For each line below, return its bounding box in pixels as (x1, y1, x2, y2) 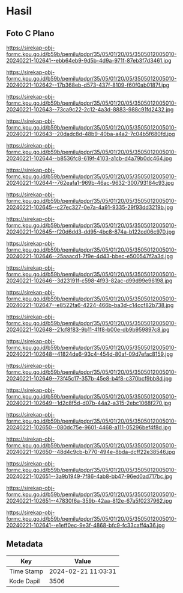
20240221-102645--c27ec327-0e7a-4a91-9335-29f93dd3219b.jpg (6, 203, 173, 211)
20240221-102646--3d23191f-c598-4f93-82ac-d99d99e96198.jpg (6, 277, 173, 284)
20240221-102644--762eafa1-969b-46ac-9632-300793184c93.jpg (6, 179, 174, 186)
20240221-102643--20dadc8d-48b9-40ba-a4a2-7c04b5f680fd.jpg (6, 131, 175, 137)
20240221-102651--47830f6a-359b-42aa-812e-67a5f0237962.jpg (6, 497, 172, 504)
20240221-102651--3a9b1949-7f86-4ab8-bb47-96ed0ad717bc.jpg (6, 473, 173, 480)
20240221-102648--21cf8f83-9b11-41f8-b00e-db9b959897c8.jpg (6, 326, 170, 333)
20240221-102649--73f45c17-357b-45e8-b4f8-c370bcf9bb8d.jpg (6, 375, 172, 382)
